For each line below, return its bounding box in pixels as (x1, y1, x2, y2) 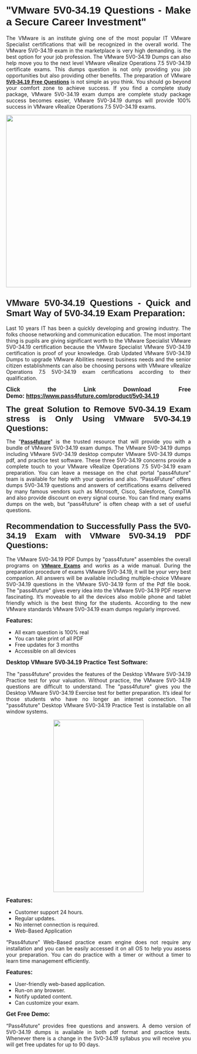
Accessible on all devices (14, 647, 76, 655)
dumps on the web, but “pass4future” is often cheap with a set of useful (6, 500, 191, 507)
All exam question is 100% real (14, 629, 89, 636)
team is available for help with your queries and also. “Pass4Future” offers (6, 475, 191, 482)
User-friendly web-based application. (14, 981, 106, 988)
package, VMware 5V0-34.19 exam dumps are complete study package (6, 90, 191, 97)
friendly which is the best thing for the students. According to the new (6, 600, 191, 607)
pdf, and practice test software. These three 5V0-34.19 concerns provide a (6, 457, 191, 464)
